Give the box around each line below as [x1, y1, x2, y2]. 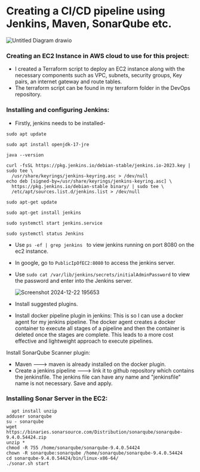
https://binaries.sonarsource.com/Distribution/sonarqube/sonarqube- [6, 429, 183, 435]
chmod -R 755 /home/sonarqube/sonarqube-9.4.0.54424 [6, 444, 140, 450]
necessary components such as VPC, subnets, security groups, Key [14, 72, 182, 79]
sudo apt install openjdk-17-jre [6, 141, 90, 147]
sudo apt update [6, 131, 47, 137]
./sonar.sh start [6, 460, 50, 467]
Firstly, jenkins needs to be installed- [14, 119, 106, 126]
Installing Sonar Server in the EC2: [6, 394, 108, 403]
